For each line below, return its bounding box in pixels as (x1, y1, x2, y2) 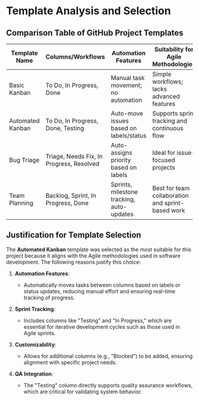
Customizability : (14, 341, 57, 348)
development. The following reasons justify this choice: (6, 258, 141, 265)
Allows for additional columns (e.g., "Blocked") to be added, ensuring (23, 352, 193, 360)
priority (110, 156, 131, 164)
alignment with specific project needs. (23, 358, 117, 365)
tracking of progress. (23, 294, 75, 301)
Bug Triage (9, 156, 40, 164)
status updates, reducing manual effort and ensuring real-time (23, 287, 176, 294)
